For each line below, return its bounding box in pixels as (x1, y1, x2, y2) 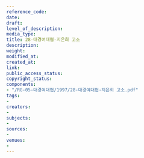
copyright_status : (6, 76, 52, 82)
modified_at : (6, 53, 39, 59)
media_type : (6, 31, 36, 37)
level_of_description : (6, 25, 63, 32)
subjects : (6, 115, 31, 121)
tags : (6, 93, 20, 99)
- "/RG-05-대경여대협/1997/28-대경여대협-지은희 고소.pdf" (6, 87, 139, 93)
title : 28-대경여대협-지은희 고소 (6, 37, 80, 43)
